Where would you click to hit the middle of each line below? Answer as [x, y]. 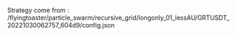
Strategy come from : [38, 10]
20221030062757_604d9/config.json [61, 25]
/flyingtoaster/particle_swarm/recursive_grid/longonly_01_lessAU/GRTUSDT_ [118, 18]
